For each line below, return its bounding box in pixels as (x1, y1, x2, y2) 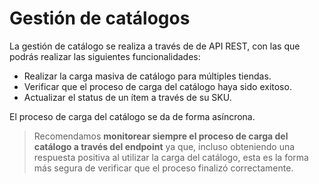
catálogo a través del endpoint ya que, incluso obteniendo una (33, 140, 296, 152)
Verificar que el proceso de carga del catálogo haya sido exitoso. (23, 80, 292, 92)
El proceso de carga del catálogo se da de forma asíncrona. (9, 110, 256, 122)
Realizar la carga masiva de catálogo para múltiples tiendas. (23, 70, 272, 82)
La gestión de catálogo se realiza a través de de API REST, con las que (9, 40, 301, 52)
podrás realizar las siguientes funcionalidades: (9, 50, 201, 62)
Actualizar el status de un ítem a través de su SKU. (23, 91, 232, 103)
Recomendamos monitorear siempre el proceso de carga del (33, 130, 289, 142)
